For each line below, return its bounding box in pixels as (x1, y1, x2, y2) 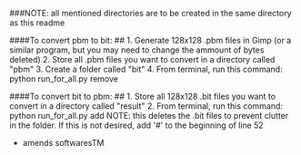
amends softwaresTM (22, 138, 105, 148)
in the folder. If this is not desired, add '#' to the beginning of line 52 (9, 120, 264, 131)
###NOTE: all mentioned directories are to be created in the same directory (9, 8, 293, 18)
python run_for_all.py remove (9, 73, 118, 84)
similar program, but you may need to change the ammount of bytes (9, 44, 265, 55)
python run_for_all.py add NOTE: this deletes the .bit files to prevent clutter (9, 111, 289, 121)
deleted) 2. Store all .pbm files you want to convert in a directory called (9, 54, 276, 64)
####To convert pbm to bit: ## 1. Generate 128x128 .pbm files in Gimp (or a (9, 35, 292, 45)
